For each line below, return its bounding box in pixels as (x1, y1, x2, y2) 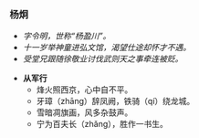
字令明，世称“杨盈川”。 (22, 30, 111, 42)
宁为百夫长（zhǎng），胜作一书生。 (36, 119, 169, 130)
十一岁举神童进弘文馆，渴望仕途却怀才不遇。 (22, 42, 192, 53)
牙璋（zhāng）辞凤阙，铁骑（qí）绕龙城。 (36, 96, 195, 107)
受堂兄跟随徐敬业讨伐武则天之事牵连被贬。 (22, 53, 183, 65)
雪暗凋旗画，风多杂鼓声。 (36, 107, 133, 118)
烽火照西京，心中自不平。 (36, 84, 133, 95)
